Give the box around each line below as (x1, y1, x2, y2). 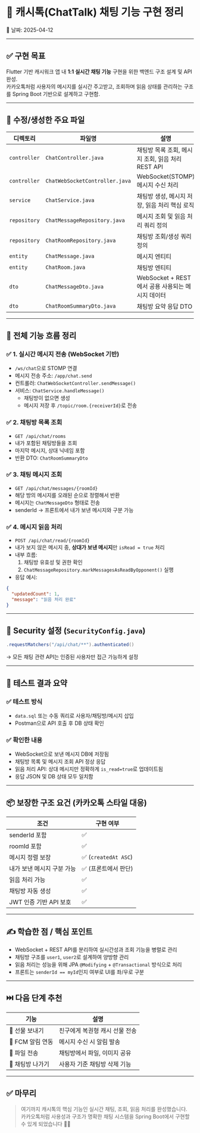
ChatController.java (45, 154, 104, 161)
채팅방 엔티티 (136, 263, 171, 272)
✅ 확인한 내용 (6, 735, 43, 744)
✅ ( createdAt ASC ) (82, 853, 133, 861)
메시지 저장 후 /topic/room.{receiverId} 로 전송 (23, 402, 137, 409)
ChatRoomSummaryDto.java (45, 302, 116, 309)
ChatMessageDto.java (45, 283, 104, 290)
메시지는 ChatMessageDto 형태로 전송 (14, 499, 100, 506)
